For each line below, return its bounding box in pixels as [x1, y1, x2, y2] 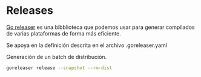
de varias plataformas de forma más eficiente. [6, 29, 121, 37]
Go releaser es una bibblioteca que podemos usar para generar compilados [6, 23, 195, 31]
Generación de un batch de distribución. [6, 53, 107, 60]
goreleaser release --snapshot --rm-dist [6, 64, 113, 71]
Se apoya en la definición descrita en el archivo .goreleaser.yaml [6, 42, 168, 49]
